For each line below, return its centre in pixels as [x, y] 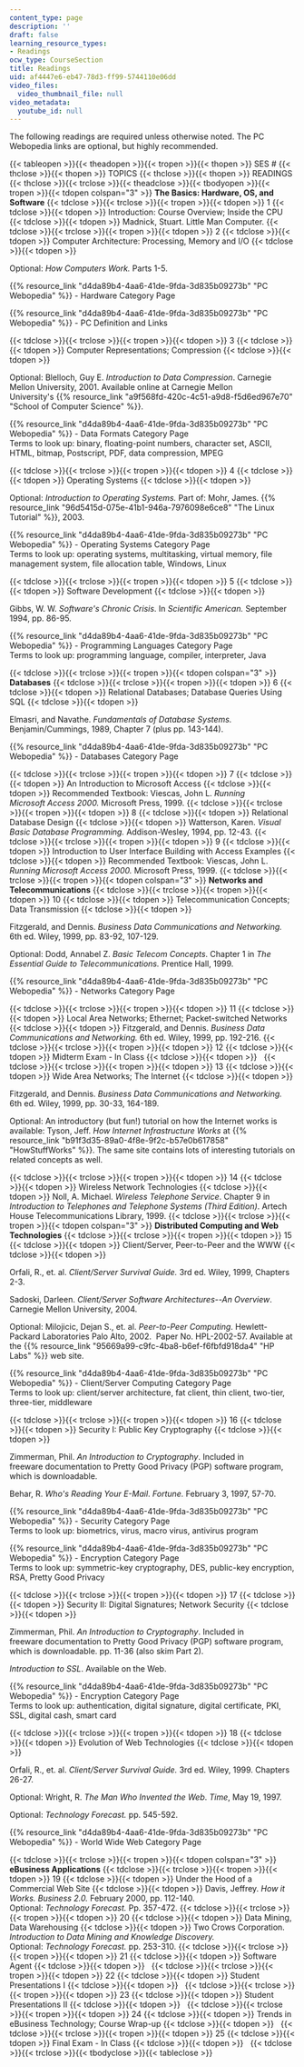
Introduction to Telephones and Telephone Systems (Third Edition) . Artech [148, 1206]
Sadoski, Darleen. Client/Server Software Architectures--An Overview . [141, 1300]
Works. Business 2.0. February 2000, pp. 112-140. [102, 1898]
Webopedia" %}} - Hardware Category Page [93, 295]
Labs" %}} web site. [47, 1356]
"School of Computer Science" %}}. [76, 406]
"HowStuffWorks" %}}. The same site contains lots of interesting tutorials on [152, 1150]
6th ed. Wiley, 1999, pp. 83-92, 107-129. [84, 936]
